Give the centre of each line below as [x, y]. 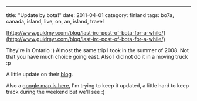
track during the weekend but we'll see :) [55, 92]
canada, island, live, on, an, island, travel [55, 21]
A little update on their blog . [40, 74]
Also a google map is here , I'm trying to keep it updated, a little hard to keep [98, 85]
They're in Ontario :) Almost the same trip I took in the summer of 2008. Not [98, 50]
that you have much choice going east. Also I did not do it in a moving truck [97, 57]
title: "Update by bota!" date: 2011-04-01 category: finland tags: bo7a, [90, 15]
